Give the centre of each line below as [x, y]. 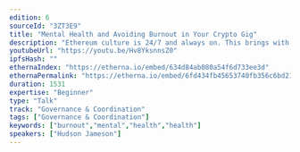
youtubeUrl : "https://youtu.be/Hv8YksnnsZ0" [93, 51]
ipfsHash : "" [33, 59]
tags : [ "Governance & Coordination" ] [79, 117]
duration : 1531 [37, 84]
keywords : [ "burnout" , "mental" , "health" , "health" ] [105, 126]
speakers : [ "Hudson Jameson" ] [66, 134]
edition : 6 [29, 17]
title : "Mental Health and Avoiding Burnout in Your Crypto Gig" [133, 34]
